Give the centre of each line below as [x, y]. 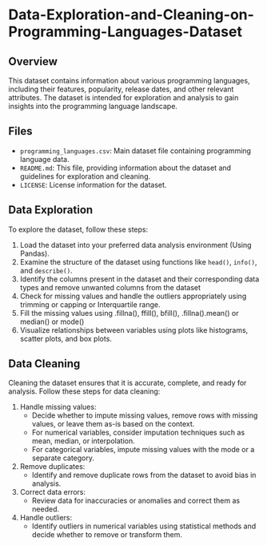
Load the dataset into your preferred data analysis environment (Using [135, 245]
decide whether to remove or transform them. [107, 535]
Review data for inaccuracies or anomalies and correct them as [136, 501]
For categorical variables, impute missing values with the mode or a [143, 450]
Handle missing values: [58, 407]
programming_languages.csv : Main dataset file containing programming [135, 151]
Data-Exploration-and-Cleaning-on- [131, 15]
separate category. [63, 458]
